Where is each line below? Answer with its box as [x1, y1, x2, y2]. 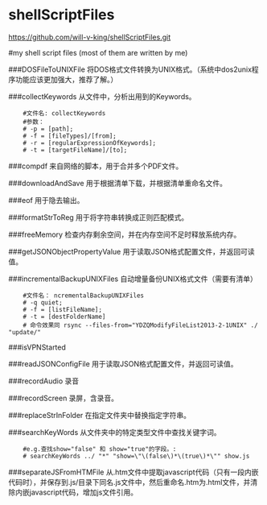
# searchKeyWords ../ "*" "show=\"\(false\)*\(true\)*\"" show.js [23, 452, 250, 460]
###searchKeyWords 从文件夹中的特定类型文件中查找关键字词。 [8, 427, 221, 437]
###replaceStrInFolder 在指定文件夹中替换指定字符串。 [8, 410, 191, 420]
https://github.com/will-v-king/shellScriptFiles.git [8, 32, 171, 42]
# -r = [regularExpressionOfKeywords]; [23, 139, 157, 147]
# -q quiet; [23, 298, 63, 307]
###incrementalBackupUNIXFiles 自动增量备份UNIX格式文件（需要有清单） [8, 274, 257, 284]
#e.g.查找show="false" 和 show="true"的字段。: [23, 445, 177, 453]
